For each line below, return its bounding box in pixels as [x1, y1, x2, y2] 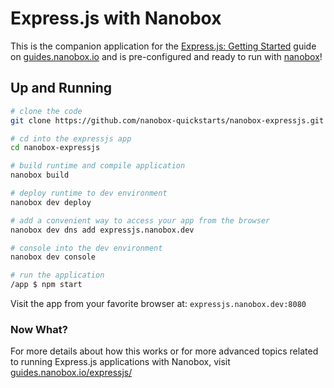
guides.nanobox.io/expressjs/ [10, 367, 133, 379]
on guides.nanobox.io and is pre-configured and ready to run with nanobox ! [10, 50, 323, 62]
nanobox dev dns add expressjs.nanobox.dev [10, 225, 195, 235]
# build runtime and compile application [10, 161, 186, 171]
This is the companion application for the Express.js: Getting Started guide [10, 40, 317, 52]
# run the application [10, 270, 105, 281]
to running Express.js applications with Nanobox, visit [10, 356, 231, 368]
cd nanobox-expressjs [10, 143, 101, 153]
